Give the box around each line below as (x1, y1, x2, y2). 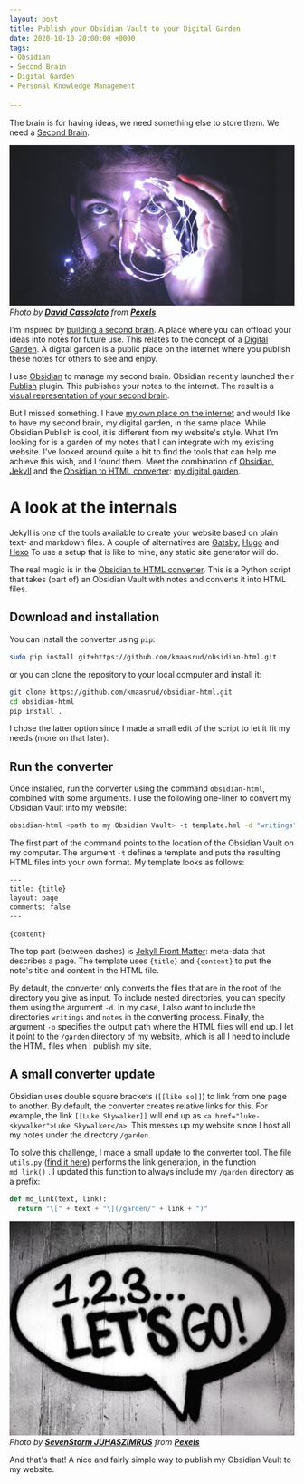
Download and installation (9, 610, 160, 625)
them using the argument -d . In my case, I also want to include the (9, 1002, 256, 1013)
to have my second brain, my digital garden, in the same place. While (9, 417, 267, 428)
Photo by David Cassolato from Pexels (9, 307, 157, 317)
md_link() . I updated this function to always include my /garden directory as (9, 1166, 295, 1176)
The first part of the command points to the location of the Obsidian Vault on (9, 837, 294, 848)
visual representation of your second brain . (9, 390, 170, 401)
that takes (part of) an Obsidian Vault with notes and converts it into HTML (9, 574, 287, 585)
